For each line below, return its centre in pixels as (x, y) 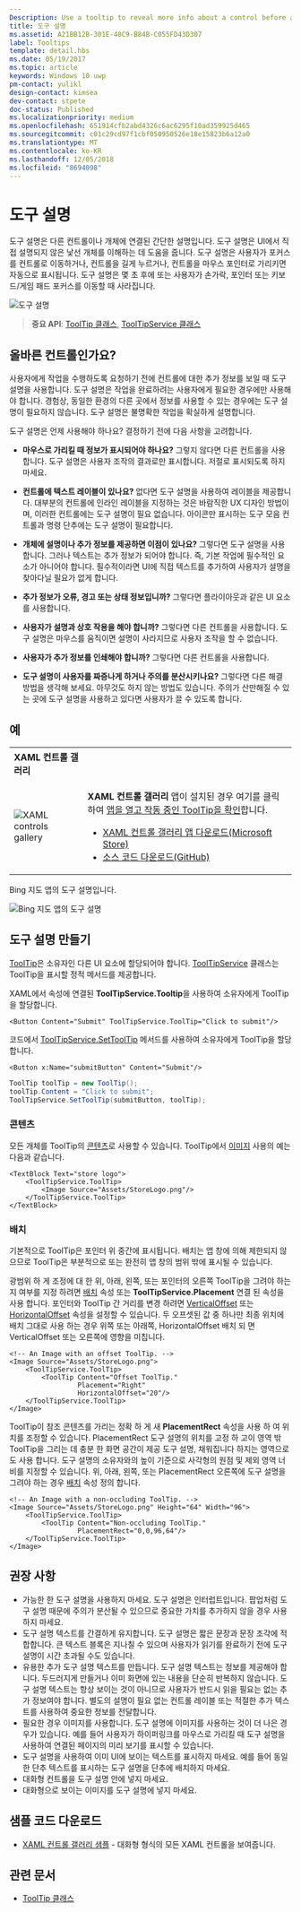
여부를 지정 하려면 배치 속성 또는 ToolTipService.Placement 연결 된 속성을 (151, 1292)
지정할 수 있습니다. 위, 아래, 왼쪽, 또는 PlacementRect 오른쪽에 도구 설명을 (156, 1471)
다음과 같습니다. (37, 1156)
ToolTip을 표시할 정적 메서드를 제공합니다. (83, 974)
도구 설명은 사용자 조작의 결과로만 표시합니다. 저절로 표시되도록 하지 (167, 462)
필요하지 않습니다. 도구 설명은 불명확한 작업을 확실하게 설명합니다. (140, 412)
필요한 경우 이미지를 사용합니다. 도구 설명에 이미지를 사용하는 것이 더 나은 (150, 1723)
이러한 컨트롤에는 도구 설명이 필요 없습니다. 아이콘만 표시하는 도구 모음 (157, 514)
